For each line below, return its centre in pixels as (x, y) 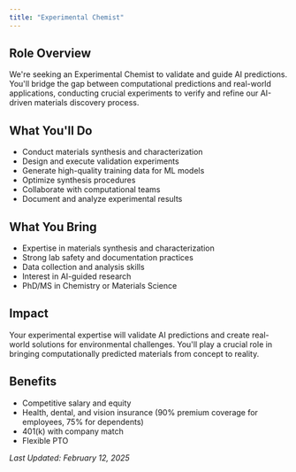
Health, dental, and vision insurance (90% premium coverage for (140, 412)
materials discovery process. (87, 103)
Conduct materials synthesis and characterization (112, 152)
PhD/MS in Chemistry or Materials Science (99, 286)
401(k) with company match (72, 431)
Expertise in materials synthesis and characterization (118, 248)
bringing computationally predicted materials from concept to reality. (134, 353)
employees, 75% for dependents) (83, 422)
